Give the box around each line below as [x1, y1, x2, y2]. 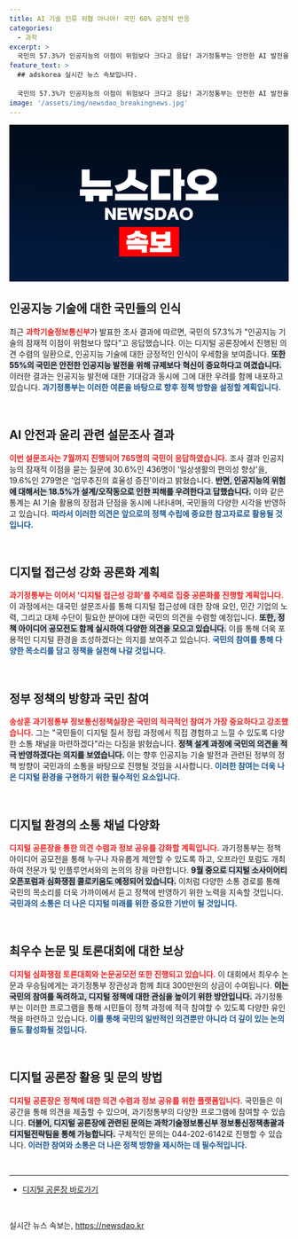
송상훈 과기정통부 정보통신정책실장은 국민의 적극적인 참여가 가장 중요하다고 [9, 717, 266, 727]
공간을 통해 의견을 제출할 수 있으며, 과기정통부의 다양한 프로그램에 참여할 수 [9, 1106, 270, 1117]
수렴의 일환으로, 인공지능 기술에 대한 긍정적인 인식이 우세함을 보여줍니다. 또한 [18, 349, 286, 359]
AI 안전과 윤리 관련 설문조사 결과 [9, 427, 175, 443]
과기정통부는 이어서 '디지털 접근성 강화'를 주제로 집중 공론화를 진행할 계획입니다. [9, 590, 284, 600]
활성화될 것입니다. [25, 1024, 88, 1035]
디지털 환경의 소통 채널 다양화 [9, 817, 161, 833]
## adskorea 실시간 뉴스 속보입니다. [17, 71, 138, 80]
